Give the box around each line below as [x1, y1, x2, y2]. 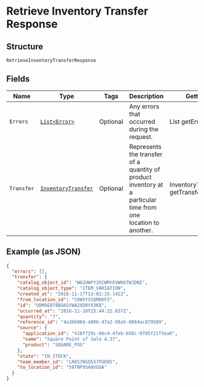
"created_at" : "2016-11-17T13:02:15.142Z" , [17, 291, 129, 297]
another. [129, 226, 154, 235]
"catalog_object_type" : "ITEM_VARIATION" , [17, 286, 126, 292]
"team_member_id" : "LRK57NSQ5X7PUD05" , [17, 358, 118, 365]
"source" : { [17, 325, 47, 331]
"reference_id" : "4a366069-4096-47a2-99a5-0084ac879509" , [17, 319, 167, 326]
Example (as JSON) [6, 247, 81, 257]
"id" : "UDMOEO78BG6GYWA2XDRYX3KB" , [17, 302, 107, 308]
